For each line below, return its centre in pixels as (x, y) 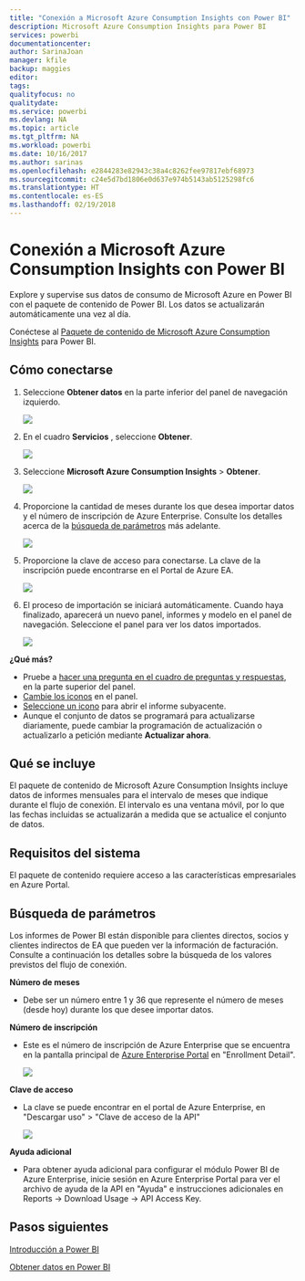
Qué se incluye (52, 764)
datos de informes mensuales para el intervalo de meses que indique (139, 795)
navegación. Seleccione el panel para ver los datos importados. (142, 624)
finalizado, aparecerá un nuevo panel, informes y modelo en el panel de (157, 614)
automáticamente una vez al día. (70, 314)
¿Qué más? (31, 659)
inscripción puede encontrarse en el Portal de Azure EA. (128, 570)
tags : (20, 86)
